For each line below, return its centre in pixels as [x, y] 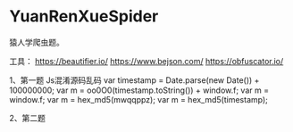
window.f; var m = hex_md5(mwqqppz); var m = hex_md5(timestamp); [138, 99]
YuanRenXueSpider [84, 16]
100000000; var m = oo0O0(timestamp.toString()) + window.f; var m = [139, 90]
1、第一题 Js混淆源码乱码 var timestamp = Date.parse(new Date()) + [134, 80]
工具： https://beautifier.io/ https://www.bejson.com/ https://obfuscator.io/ [146, 61]
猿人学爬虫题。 [37, 42]
